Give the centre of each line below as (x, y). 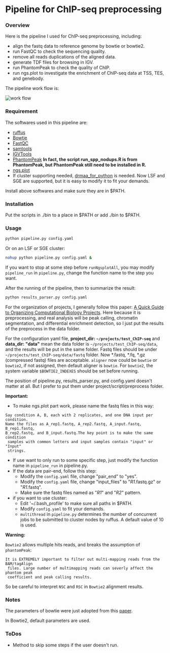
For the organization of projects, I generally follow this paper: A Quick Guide (84, 307)
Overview (18, 25)
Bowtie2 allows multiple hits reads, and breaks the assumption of (73, 545)
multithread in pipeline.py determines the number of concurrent (88, 514)
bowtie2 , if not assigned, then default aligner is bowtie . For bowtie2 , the (79, 365)
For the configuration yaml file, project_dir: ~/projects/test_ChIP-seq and (83, 338)
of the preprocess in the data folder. (43, 329)
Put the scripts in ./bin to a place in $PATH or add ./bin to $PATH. (73, 215)
